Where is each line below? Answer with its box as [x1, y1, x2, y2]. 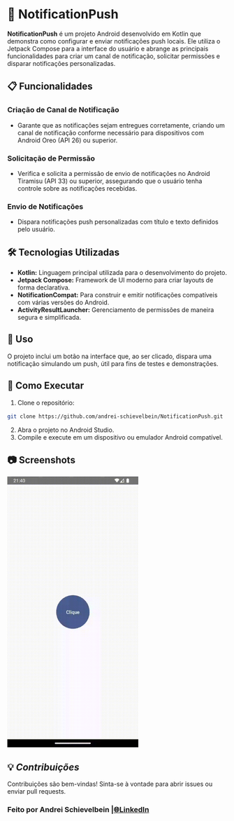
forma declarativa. [17, 283, 71, 292]
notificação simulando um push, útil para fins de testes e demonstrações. [7, 359, 219, 367]
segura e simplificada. [17, 313, 82, 322]
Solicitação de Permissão [7, 154, 96, 163]
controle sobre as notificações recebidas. [17, 184, 138, 192]
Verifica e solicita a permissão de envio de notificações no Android [17, 169, 211, 177]
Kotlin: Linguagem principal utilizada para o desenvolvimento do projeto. [17, 269, 227, 277]
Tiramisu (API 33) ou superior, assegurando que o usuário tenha [17, 177, 203, 185]
